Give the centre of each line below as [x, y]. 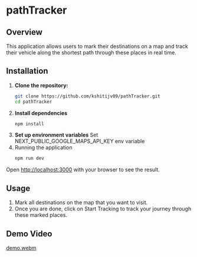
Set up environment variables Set [56, 135]
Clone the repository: [41, 85]
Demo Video [29, 234]
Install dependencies [41, 113]
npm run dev [29, 158]
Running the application [43, 148]
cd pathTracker [33, 102]
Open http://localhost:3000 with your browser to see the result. [83, 170]
